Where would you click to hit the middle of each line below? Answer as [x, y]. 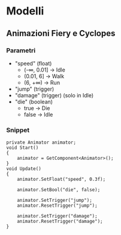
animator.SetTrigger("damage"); [57, 216]
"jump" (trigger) [34, 89]
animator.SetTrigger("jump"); [55, 200]
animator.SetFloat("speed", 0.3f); [61, 179]
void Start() [22, 148]
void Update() [24, 169]
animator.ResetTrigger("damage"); [60, 221]
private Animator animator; [41, 142]
